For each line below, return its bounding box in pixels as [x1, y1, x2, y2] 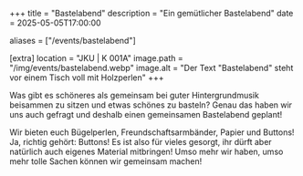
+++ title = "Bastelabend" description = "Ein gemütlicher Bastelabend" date [9, 8, 294, 18]
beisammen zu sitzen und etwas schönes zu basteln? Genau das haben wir [9, 99, 293, 110]
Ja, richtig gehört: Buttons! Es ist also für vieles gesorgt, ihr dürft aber [9, 137, 272, 147]
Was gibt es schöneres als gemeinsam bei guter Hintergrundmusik [9, 90, 260, 100]
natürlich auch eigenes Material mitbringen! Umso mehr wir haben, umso [9, 146, 284, 157]
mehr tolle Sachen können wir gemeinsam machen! [9, 156, 203, 167]
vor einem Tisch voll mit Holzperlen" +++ [9, 72, 164, 83]
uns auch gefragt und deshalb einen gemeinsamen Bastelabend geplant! [9, 109, 283, 119]
